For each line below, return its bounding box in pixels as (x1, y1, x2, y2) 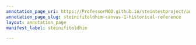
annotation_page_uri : (6, 8, 59, 15)
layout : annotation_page (6, 19, 66, 25)
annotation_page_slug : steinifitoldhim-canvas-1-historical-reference (6, 14, 181, 20)
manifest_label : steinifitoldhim (6, 25, 87, 31)
